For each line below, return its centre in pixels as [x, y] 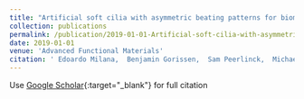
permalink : [30, 34]
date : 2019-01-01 [42, 43]
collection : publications [58, 26]
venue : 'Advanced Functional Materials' [87, 51]
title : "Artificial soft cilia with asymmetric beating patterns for [143, 18]
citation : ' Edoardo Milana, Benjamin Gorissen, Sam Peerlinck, [137, 59]
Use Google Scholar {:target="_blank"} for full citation [109, 85]
